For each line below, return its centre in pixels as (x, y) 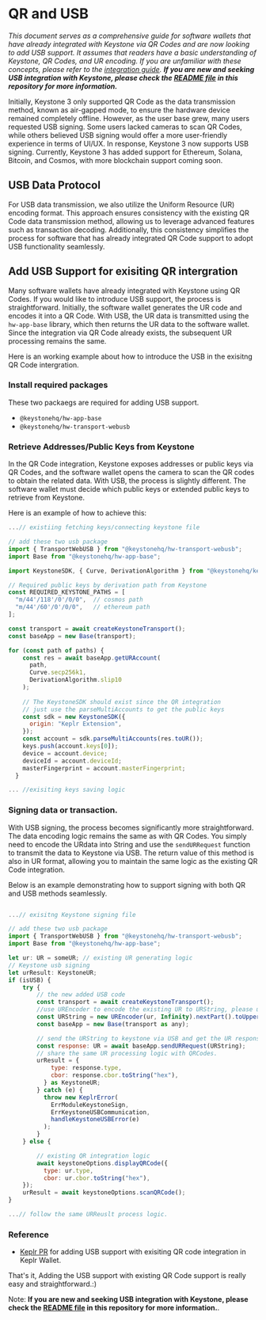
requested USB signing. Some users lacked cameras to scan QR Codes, (125, 127)
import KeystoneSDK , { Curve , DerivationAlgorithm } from (106, 571)
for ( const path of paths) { (56, 650)
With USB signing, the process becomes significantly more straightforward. (131, 827)
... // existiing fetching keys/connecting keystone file (104, 527)
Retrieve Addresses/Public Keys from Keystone (101, 447)
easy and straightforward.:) (53, 1284)
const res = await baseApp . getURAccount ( (91, 658)
